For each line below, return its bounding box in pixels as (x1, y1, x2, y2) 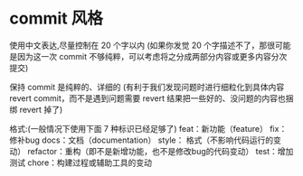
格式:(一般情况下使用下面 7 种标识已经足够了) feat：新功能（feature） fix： (9, 123, 288, 134)
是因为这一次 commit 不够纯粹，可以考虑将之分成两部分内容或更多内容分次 (9, 51, 288, 61)
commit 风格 (9, 8, 104, 29)
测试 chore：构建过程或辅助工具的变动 (9, 157, 152, 168)
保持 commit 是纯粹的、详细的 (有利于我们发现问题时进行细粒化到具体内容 (9, 81, 285, 92)
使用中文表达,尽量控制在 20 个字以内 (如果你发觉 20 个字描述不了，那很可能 (9, 40, 291, 51)
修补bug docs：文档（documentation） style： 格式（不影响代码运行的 (9, 134, 274, 145)
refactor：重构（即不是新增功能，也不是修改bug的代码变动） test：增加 (26, 145, 294, 156)
